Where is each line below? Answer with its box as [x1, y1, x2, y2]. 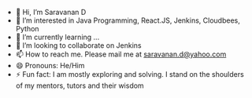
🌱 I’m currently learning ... [15, 32, 100, 42]
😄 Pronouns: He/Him [15, 61, 85, 70]
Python [15, 24, 39, 33]
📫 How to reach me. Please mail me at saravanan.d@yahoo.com [15, 49, 227, 59]
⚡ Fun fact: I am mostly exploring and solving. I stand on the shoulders [15, 70, 244, 78]
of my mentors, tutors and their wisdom [15, 81, 144, 90]
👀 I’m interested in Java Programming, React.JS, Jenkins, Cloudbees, [15, 16, 240, 25]
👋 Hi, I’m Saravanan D [15, 8, 87, 16]
